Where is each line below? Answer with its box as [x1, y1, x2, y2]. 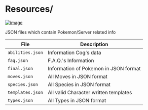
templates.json [7, 89, 43, 95]
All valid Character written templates [47, 89, 132, 96]
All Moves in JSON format [47, 73, 108, 80]
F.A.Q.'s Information [47, 57, 94, 64]
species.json [7, 82, 38, 87]
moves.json [7, 74, 33, 79]
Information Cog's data [47, 49, 101, 56]
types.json [7, 97, 33, 103]
